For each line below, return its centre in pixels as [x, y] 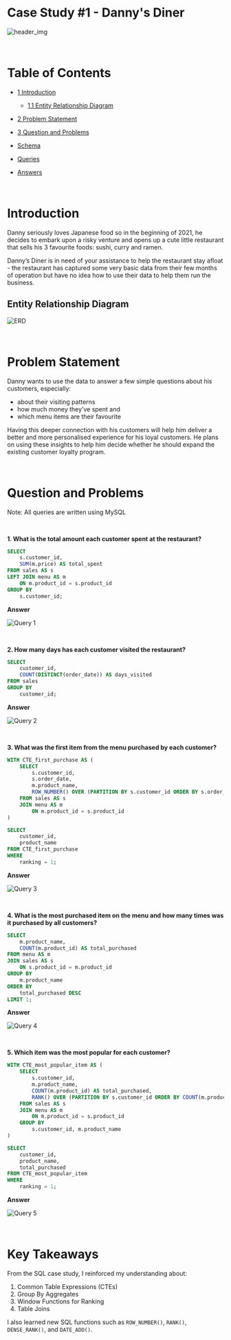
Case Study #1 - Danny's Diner [96, 13]
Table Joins [33, 1308]
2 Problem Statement [47, 119]
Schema [29, 145]
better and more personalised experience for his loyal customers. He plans [113, 437]
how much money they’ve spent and [68, 409]
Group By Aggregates [48, 1294]
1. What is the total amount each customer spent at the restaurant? [104, 538]
